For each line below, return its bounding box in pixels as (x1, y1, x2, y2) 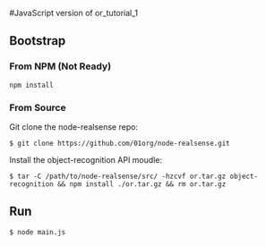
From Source (9, 101, 66, 114)
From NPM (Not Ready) (9, 60, 112, 72)
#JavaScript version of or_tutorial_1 (9, 8, 139, 18)
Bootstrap (9, 33, 66, 48)
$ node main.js (9, 227, 66, 236)
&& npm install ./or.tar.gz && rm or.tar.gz (56, 179, 227, 189)
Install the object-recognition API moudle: (9, 154, 163, 165)
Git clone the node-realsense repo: (9, 121, 139, 132)
